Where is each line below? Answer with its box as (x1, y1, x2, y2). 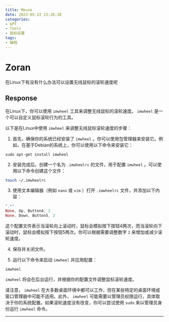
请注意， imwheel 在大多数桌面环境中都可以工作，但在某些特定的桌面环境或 (5, 287, 160, 293)
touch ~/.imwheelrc (5, 178, 46, 183)
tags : (5, 36, 17, 41)
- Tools (5, 26, 22, 31)
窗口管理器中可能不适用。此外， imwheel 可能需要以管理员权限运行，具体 (5, 293, 156, 299)
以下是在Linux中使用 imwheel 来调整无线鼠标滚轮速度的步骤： (5, 125, 132, 131)
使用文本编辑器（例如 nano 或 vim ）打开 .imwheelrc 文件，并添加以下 (12, 187, 156, 194)
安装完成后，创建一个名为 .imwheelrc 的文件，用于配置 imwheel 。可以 (12, 162, 157, 168)
